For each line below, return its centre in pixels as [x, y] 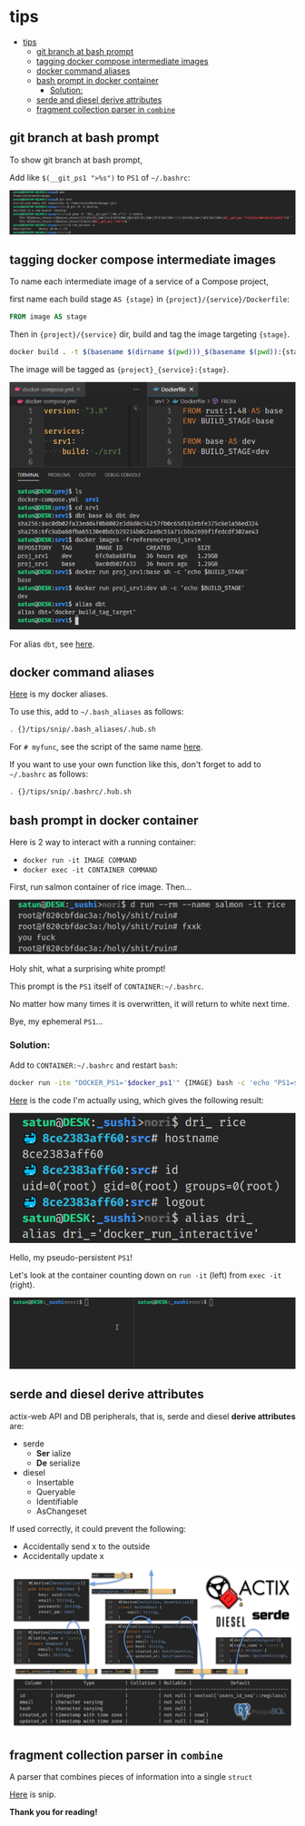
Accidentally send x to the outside [86, 1546]
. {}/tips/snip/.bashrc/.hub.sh [70, 792]
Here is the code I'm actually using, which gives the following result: [137, 1100]
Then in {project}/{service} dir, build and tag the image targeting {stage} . [150, 334]
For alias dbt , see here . [52, 644]
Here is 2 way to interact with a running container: [103, 842]
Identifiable [57, 1501]
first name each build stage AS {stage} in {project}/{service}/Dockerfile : [150, 299]
